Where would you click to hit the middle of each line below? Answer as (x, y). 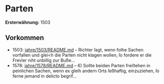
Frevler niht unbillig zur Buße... (44, 60)
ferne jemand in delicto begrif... (44, 76)
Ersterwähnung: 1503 (28, 22)
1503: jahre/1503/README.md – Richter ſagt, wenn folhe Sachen (78, 49)
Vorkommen (25, 38)
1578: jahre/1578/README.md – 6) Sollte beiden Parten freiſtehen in (81, 65)
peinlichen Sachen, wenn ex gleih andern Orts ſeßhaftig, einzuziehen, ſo (86, 71)
